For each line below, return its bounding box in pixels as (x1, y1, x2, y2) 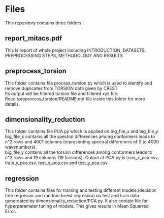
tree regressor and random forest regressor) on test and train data (5, 193, 139, 199)
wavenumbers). (5, 144, 37, 150)
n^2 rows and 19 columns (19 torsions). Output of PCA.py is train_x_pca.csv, (5, 155, 159, 161)
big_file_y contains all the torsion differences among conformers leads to (5, 149, 153, 155)
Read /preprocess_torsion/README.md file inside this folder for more (5, 95, 145, 102)
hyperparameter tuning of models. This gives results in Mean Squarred (5, 203, 149, 209)
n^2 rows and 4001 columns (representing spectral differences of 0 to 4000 (5, 139, 159, 145)
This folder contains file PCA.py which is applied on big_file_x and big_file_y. (5, 129, 159, 134)
